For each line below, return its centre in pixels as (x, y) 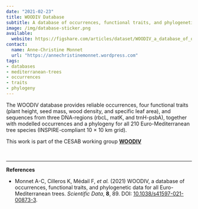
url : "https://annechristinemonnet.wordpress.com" (75, 55)
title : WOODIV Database (35, 17)
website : (22, 39)
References (21, 170)
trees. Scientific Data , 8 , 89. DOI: (92, 193)
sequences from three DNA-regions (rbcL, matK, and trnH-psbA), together (97, 117)
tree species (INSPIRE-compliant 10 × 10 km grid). (67, 130)
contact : (17, 45)
